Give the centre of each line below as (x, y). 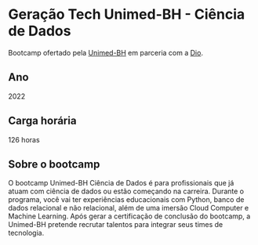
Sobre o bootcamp (54, 164)
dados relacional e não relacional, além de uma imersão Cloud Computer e (129, 208)
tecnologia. (26, 233)
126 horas (24, 139)
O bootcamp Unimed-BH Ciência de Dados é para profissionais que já (121, 183)
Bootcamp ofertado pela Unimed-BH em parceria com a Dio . (106, 52)
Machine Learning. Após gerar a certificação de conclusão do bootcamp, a (129, 216)
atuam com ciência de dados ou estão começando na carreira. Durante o (126, 191)
